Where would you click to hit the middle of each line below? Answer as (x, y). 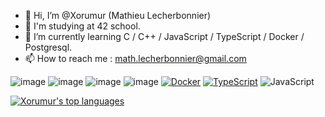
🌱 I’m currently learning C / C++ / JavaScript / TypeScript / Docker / (164, 36)
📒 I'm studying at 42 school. (82, 26)
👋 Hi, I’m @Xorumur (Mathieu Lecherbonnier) (118, 15)
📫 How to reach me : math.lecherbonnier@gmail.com (135, 58)
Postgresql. (48, 47)
